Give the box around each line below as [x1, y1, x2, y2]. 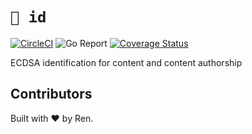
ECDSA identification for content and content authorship [10, 56, 243, 68]
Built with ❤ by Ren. [10, 112, 94, 124]
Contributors [10, 86, 93, 103]
